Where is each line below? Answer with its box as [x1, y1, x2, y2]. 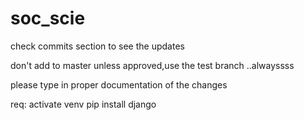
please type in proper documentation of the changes [10, 78, 228, 91]
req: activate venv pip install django [10, 98, 157, 110]
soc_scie [10, 7, 86, 30]
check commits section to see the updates [10, 40, 185, 52]
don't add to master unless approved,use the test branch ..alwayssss [10, 59, 295, 71]
